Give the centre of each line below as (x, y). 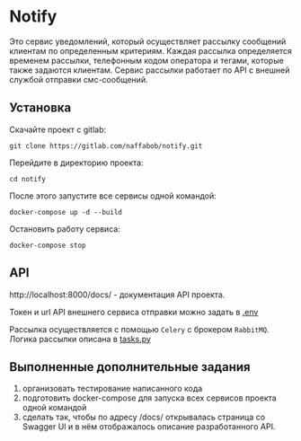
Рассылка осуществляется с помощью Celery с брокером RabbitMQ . (139, 329)
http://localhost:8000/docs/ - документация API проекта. (117, 295)
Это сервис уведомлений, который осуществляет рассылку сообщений (148, 41)
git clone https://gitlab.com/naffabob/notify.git (106, 146)
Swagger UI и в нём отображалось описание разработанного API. (149, 427)
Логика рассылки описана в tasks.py (80, 339)
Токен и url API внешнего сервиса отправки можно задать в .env (134, 312)
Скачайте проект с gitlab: (58, 129)
